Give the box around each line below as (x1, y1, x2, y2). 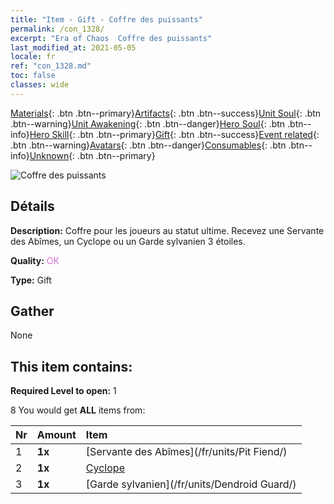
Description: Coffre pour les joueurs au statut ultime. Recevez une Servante (10, 224, 325, 236)
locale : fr (10, 52, 56, 62)
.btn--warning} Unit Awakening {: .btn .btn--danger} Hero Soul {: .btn (10, 117, 286, 130)
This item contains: (10, 358, 133, 375)
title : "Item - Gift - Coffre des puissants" (10, 14, 203, 25)
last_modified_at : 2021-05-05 (10, 42, 137, 53)
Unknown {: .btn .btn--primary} (29, 149, 156, 161)
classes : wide (10, 80, 70, 90)
